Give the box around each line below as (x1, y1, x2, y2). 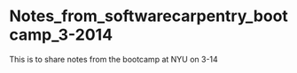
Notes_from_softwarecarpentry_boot (9, 6, 288, 26)
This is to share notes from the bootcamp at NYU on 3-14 (9, 54, 219, 64)
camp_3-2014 (9, 25, 113, 45)
